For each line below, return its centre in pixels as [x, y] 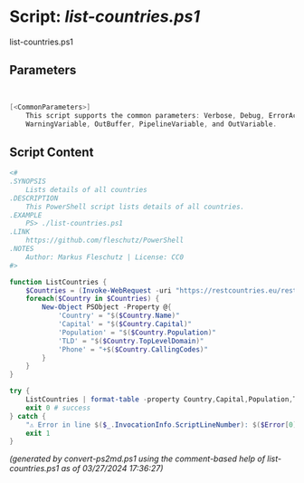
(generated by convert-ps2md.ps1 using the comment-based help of [137, 459]
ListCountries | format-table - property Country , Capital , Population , [160, 400]
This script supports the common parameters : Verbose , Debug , [145, 115]
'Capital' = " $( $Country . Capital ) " [125, 324]
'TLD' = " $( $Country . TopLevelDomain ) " [131, 341]
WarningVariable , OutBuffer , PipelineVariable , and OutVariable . [152, 124]
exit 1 [38, 433]
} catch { [28, 416]
